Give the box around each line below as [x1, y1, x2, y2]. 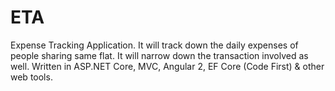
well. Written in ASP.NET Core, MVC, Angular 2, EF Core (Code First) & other [10, 60, 325, 72]
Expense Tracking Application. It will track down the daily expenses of [10, 39, 299, 51]
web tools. [10, 71, 53, 83]
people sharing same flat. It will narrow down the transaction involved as [10, 49, 309, 61]
